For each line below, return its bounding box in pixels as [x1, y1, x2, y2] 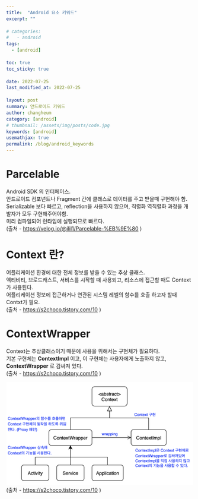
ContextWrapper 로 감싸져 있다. [6, 362, 83, 369]
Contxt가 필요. [6, 298, 40, 305]
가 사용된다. [6, 283, 34, 290]
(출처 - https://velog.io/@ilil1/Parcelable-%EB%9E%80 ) [6, 225, 142, 232]
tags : [6, 41, 20, 47]
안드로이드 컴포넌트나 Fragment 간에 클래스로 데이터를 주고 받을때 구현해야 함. [6, 195, 188, 202]
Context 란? [6, 248, 65, 261]
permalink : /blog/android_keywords [6, 141, 94, 147]
